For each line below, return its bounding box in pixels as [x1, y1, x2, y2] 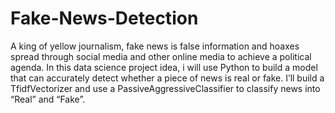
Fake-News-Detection [10, 7, 199, 30]
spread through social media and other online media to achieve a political [10, 50, 312, 62]
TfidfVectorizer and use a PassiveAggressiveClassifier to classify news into [10, 82, 321, 94]
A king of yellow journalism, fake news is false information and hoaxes [10, 40, 300, 52]
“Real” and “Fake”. [10, 93, 86, 105]
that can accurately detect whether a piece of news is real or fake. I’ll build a [10, 72, 325, 84]
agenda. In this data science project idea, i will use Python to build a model [10, 61, 318, 73]
